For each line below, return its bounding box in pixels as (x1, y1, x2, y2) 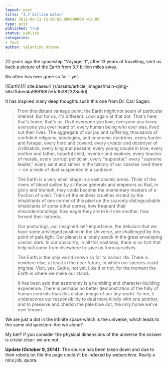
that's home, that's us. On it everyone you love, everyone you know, (17, 118, 158, 124)
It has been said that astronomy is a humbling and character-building (17, 280, 160, 286)
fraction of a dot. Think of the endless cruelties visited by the (17, 192, 144, 198)
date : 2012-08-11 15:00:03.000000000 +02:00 (5, 17, 100, 22)
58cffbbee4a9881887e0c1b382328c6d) (5, 88, 88, 94)
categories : (5, 36, 30, 41)
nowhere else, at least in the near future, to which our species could (17, 259, 158, 266)
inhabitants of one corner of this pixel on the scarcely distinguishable (17, 198, 160, 204)
